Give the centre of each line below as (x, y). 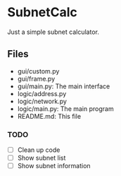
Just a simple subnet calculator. (53, 32)
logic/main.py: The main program (65, 108)
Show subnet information (54, 166)
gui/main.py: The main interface (64, 86)
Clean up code (39, 150)
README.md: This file (49, 116)
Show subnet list (42, 158)
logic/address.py (42, 93)
